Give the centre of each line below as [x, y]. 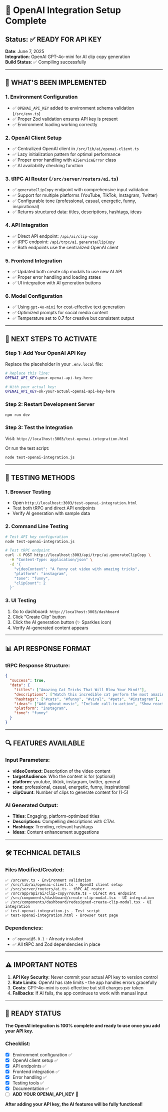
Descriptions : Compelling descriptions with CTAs [63, 821]
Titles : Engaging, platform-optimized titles [56, 816]
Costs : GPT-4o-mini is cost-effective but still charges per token [78, 987]
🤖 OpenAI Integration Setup [63, 10]
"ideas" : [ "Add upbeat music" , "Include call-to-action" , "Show [82, 704]
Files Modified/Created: [34, 870]
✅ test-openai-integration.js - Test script [53, 911]
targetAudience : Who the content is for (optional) [64, 776]
